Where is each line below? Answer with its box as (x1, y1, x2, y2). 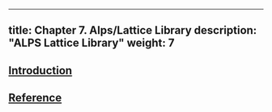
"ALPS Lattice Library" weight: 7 (8, 36, 175, 50)
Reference (8, 91, 62, 105)
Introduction (8, 64, 73, 77)
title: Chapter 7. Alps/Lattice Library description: (8, 23, 257, 37)
